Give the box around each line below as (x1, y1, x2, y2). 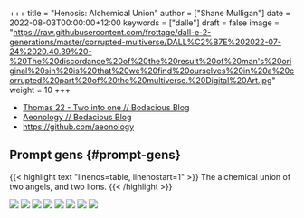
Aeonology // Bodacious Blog (22, 112, 132, 122)
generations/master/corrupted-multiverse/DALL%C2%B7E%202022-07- (9, 36, 282, 47)
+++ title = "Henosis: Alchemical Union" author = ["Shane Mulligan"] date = (9, 8, 291, 18)
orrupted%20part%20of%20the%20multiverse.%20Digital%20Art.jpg (9, 75, 272, 85)
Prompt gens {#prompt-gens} (9, 147, 181, 163)
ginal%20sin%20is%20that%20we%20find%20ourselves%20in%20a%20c (9, 65, 295, 76)
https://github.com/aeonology (22, 121, 135, 132)
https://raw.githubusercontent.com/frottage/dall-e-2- (13, 27, 212, 37)
